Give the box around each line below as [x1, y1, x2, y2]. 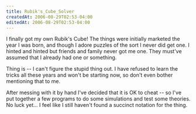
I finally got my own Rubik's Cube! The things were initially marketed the [6, 36, 180, 43]
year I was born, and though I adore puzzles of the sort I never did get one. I [6, 42, 190, 49]
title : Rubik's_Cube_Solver [6, 8, 75, 15]
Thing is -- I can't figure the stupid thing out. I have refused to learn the [6, 65, 178, 72]
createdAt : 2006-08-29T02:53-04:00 [6, 14, 93, 20]
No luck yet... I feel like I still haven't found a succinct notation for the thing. [6, 102, 188, 109]
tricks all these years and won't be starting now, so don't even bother [6, 71, 173, 79]
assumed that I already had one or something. [6, 54, 117, 61]
